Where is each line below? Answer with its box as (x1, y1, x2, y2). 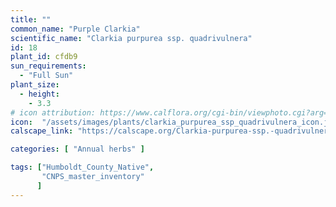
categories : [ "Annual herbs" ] (10, 144, 145, 155)
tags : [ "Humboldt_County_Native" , (10, 162, 155, 173)
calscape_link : (10, 126, 74, 136)
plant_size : (10, 80, 60, 90)
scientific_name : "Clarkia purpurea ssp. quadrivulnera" (10, 33, 253, 43)
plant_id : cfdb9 (10, 52, 78, 62)
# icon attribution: (10, 107, 97, 118)
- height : (19, 89, 60, 99)
